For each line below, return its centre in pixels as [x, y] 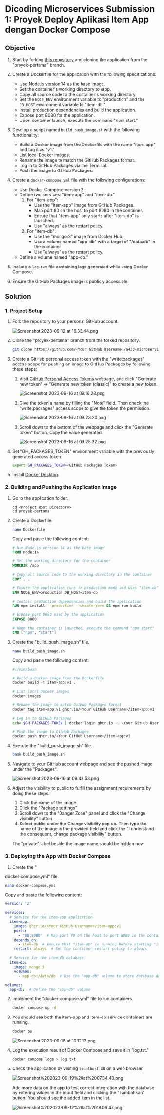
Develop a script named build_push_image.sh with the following [76, 130]
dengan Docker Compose [58, 30]
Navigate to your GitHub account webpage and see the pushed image [82, 764]
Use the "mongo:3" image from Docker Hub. [79, 236]
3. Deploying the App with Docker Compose [58, 856]
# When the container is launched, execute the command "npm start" [83, 628]
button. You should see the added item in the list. [61, 1098]
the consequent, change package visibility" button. [71, 834]
